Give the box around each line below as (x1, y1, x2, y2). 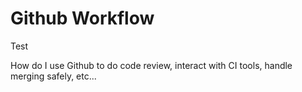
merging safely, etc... (10, 70, 97, 82)
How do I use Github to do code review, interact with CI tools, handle (10, 59, 293, 71)
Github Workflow (10, 7, 155, 30)
